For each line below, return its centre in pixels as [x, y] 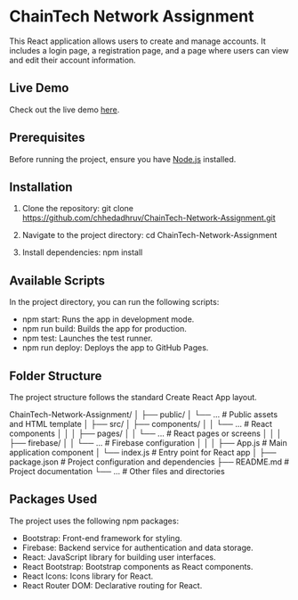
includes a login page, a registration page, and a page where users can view [149, 50]
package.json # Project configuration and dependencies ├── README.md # [149, 462]
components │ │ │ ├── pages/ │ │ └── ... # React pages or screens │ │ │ [145, 433]
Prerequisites [47, 138]
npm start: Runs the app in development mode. [108, 319]
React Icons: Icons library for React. [88, 576]
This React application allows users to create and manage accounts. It [138, 41]
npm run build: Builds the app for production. [104, 329]
